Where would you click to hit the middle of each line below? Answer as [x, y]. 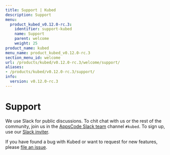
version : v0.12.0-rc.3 [34, 81]
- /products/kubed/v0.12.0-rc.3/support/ [50, 72]
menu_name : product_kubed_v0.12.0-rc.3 [48, 53]
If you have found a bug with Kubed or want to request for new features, [81, 142]
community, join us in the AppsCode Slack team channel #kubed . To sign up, [85, 126]
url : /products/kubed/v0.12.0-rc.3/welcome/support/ [63, 62]
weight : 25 [26, 43]
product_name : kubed [27, 48]
